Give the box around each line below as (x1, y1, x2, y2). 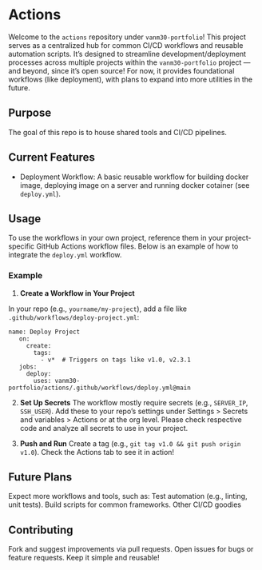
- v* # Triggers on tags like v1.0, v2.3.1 (40, 356, 192, 364)
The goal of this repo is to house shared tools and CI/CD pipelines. (8, 127, 228, 137)
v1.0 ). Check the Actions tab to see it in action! (19, 447, 174, 456)
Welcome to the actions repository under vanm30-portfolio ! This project (8, 32, 246, 42)
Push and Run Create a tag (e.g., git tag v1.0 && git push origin (19, 438, 241, 448)
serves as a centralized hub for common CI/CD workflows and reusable (8, 40, 244, 50)
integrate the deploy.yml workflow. (8, 250, 122, 260)
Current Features (8, 150, 96, 165)
